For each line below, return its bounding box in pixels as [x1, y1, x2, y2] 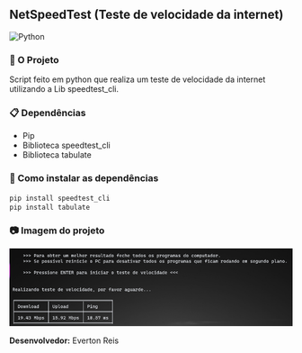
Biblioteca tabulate [22, 149, 92, 160]
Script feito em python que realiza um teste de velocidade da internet [9, 74, 266, 85]
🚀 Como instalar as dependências [9, 172, 159, 185]
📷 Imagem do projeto [9, 224, 105, 237]
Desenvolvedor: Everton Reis [9, 335, 120, 346]
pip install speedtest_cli [9, 194, 111, 203]
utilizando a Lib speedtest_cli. [9, 84, 120, 95]
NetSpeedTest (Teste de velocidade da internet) [9, 7, 284, 23]
